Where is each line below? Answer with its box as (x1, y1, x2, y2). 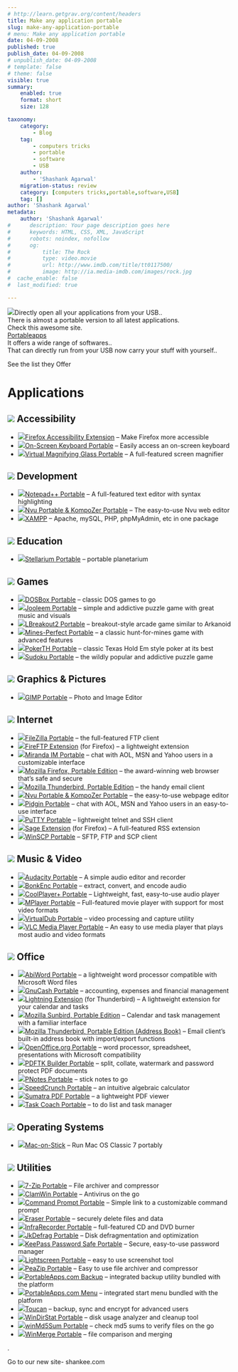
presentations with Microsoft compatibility (17, 1051, 141, 1059)
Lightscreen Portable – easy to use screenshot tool (24, 1255, 174, 1264)
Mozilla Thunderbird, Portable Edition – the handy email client (24, 782, 205, 791)
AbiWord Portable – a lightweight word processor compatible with (24, 970, 217, 979)
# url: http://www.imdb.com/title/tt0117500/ (7, 261, 173, 269)
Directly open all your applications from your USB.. (14, 308, 163, 317)
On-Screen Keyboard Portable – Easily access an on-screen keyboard (24, 441, 230, 449)
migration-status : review (20, 182, 97, 189)
